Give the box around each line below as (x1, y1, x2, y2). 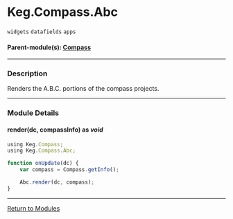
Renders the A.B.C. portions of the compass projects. (7, 85, 159, 93)
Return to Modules (7, 204, 60, 212)
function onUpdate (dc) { (7, 160, 79, 167)
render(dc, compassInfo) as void (7, 125, 104, 134)
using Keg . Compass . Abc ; (7, 147, 76, 155)
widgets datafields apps (7, 28, 76, 35)
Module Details (7, 108, 59, 118)
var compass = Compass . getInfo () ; (19, 166, 119, 173)
